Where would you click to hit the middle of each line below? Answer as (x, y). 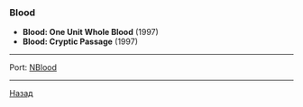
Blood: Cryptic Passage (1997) (80, 41)
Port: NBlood (33, 67)
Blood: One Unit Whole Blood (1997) (91, 32)
